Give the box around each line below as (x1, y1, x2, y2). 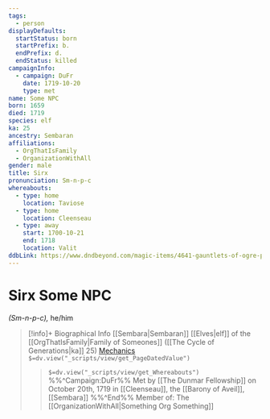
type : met (22, 86, 56, 95)
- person (15, 19, 45, 27)
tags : (8, 11, 27, 20)
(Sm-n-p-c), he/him (8, 313, 74, 322)
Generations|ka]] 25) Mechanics (27, 346, 136, 355)
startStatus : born (15, 34, 78, 43)
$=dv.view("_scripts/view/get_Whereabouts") (47, 368, 200, 376)
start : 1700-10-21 (22, 229, 84, 238)
